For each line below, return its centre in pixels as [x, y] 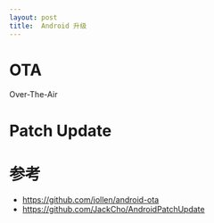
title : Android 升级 [48, 26]
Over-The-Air [33, 95]
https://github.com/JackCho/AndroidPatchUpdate [113, 209]
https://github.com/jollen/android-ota [91, 199]
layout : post [33, 17]
